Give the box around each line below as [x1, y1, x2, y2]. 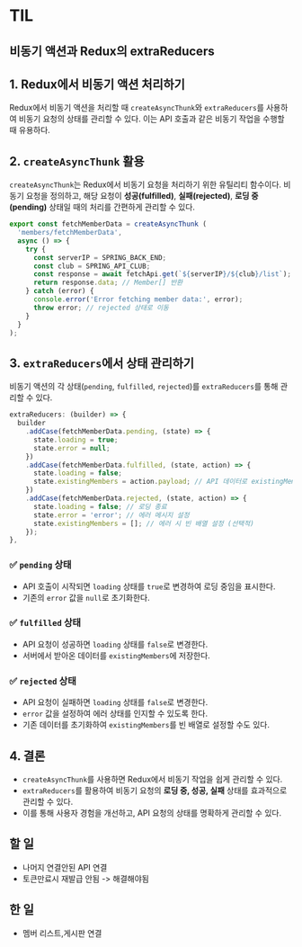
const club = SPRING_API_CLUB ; [32, 262, 151, 271]
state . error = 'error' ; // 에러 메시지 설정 [32, 510, 191, 520]
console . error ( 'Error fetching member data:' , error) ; [32, 295, 244, 304]
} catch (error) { [25, 287, 94, 296]
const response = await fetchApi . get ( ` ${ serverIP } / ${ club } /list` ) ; [32, 270, 292, 279]
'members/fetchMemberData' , [17, 228, 123, 237]
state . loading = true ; [32, 435, 119, 444]
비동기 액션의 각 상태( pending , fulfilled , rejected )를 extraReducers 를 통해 [9, 381, 279, 392]
